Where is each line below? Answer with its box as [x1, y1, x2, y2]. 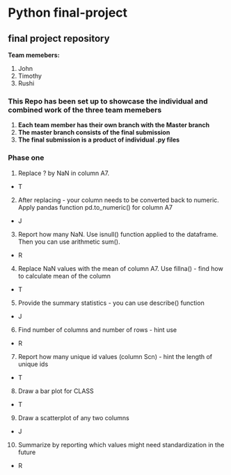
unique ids [17, 360, 49, 368]
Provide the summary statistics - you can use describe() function [17, 299, 205, 307]
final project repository [8, 33, 110, 44]
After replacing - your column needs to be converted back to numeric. [17, 196, 220, 204]
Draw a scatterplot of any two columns [17, 413, 129, 422]
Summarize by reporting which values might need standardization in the [17, 440, 225, 449]
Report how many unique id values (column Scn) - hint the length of [17, 352, 213, 360]
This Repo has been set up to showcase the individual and [8, 96, 208, 106]
